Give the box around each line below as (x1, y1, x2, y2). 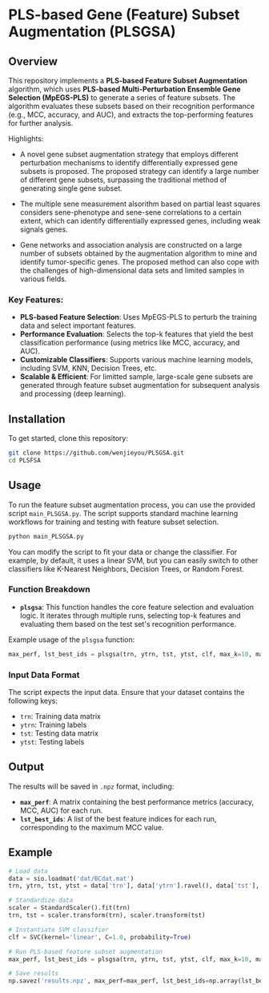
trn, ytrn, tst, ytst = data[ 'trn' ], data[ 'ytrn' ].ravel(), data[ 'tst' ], (8, 882, 260, 890)
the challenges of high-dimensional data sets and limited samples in (19, 266, 244, 275)
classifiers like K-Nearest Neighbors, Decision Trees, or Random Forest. (8, 563, 244, 574)
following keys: (8, 696, 58, 706)
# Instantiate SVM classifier (8, 926, 110, 934)
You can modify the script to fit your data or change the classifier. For (8, 547, 238, 556)
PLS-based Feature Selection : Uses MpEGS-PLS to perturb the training (19, 313, 258, 322)
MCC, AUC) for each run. (19, 805, 103, 815)
